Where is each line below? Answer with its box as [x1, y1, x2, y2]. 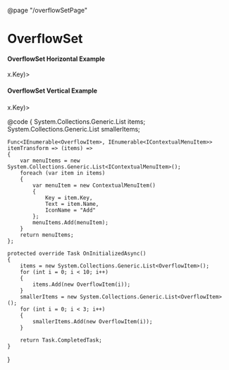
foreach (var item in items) [20, 169, 106, 176]
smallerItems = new [20, 293, 78, 300]
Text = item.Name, [44, 200, 99, 207]
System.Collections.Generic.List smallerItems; [7, 125, 141, 133]
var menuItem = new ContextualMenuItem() [32, 182, 156, 189]
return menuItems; [20, 231, 74, 238]
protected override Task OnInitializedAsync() [7, 250, 147, 257]
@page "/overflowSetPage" [7, 6, 88, 14]
